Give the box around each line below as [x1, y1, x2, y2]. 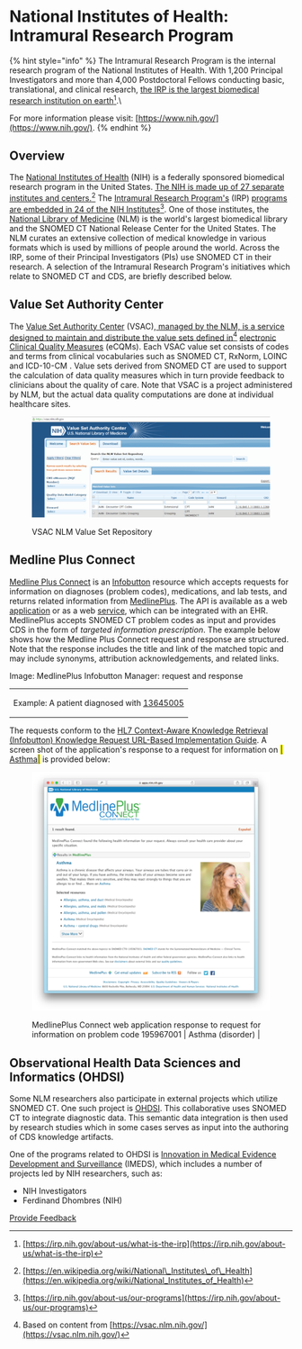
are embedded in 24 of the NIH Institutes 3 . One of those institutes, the [9, 203, 270, 214]
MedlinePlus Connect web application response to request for [31, 1019, 262, 1030]
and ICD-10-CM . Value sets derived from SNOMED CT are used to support [9, 360, 288, 371]
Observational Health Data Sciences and [9, 1055, 241, 1071]
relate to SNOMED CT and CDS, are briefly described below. [9, 270, 233, 281]
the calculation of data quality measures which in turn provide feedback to [9, 370, 285, 381]
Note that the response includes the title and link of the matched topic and [9, 643, 285, 654]
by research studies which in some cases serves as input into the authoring [9, 1121, 289, 1132]
